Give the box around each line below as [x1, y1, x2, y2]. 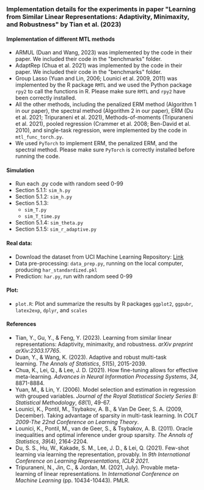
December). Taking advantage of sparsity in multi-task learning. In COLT [15, 411, 198, 419]
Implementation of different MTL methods [6, 35, 115, 43]
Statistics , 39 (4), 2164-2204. [15, 438, 89, 445]
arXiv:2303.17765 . [15, 347, 61, 354]
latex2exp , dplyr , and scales [15, 306, 87, 314]
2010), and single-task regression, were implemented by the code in [15, 127, 188, 134]
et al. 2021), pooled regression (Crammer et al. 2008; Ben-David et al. [15, 120, 191, 128]
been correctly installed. [15, 94, 76, 102]
